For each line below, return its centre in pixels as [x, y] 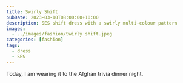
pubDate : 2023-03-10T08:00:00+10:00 [52, 17]
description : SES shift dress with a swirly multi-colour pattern [92, 23]
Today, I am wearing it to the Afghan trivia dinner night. [75, 73]
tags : [13, 46]
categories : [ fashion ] [35, 40]
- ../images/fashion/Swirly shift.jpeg [62, 34]
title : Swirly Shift [32, 12]
